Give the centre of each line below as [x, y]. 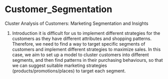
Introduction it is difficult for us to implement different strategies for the [86, 33]
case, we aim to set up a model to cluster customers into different [80, 55]
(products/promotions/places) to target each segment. [69, 71]
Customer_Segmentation [58, 9]
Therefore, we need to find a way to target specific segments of [78, 44]
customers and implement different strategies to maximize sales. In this [86, 49]
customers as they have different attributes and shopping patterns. [82, 38]
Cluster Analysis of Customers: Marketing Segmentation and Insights [77, 23]
